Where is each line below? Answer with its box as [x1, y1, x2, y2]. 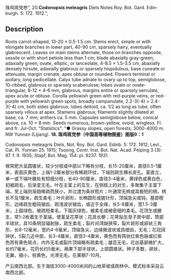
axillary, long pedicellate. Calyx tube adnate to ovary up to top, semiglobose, [5, 76, 166, 83]
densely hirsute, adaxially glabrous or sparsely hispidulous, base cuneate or [5, 65, 165, 71]
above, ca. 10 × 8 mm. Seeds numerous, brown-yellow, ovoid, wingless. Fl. [5, 119, 162, 126]
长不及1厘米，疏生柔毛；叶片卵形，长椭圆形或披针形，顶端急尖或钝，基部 [5, 194, 159, 200]
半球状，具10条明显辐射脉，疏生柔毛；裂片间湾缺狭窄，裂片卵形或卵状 [5, 220, 153, 226]
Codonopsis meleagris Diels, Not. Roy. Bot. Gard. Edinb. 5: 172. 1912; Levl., [5, 141, 162, 147]
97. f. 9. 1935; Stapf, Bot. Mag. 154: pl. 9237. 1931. [5, 152, 109, 158]
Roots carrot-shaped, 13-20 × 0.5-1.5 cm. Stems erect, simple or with [5, 38, 151, 44]
